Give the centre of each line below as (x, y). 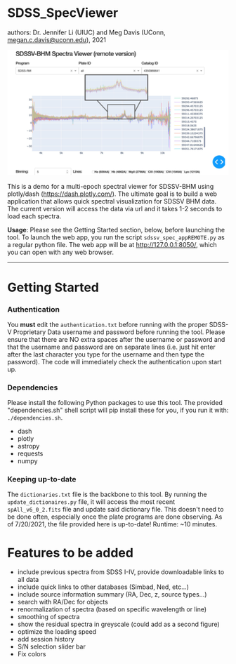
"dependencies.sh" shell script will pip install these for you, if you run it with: (118, 410)
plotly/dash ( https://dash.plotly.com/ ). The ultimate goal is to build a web (112, 194)
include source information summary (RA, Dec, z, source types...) (112, 595)
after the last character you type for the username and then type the (106, 354)
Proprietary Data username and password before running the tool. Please (119, 332)
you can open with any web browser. (61, 252)
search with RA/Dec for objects (63, 602)
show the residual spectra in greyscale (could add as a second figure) (118, 624)
